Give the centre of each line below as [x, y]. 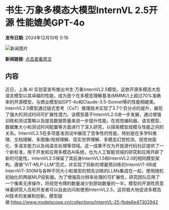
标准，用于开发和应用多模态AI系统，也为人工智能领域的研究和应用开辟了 [89, 152]
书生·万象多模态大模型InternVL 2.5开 [81, 10]
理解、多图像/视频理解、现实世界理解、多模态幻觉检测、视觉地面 [90, 139]
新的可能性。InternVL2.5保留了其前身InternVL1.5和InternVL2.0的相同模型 [80, 158]
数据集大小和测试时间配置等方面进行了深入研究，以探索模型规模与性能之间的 [84, 127]
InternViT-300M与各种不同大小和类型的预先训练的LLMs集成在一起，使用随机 [84, 170]
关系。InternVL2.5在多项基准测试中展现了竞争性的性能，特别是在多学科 [79, 133]
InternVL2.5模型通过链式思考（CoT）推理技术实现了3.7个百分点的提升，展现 [84, 108]
